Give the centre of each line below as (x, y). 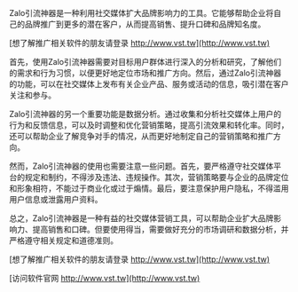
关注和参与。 (32, 95)
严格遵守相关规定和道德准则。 (63, 241)
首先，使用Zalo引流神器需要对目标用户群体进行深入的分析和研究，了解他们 (145, 62)
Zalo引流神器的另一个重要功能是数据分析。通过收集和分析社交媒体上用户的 (145, 114)
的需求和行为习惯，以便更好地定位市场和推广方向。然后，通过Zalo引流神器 (145, 73)
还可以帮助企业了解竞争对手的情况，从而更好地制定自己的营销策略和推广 (141, 136)
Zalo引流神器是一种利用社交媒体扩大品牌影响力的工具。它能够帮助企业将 (141, 13)
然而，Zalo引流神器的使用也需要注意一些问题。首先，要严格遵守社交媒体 (141, 166)
